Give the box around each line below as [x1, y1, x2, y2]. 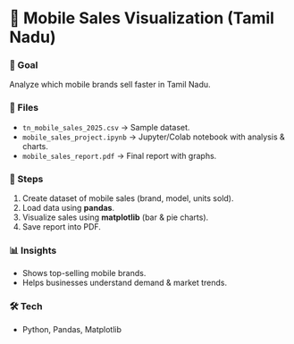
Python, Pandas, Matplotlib [21, 323, 122, 334]
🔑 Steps [9, 172, 44, 185]
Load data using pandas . [21, 203, 115, 214]
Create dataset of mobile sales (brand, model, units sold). [21, 193, 234, 204]
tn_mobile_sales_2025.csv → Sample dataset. [21, 122, 190, 132]
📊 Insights [9, 245, 57, 256]
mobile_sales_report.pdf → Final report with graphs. [21, 150, 217, 161]
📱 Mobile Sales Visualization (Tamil [9, 8, 275, 29]
